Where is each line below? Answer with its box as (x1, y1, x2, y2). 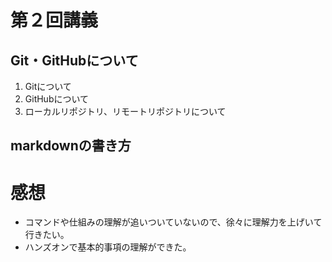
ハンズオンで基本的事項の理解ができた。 (24, 241, 192, 253)
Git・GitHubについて (10, 52, 139, 69)
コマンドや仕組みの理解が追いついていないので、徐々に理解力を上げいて (24, 216, 323, 228)
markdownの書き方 (10, 137, 132, 155)
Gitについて (24, 81, 72, 92)
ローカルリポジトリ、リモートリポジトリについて (24, 106, 227, 117)
